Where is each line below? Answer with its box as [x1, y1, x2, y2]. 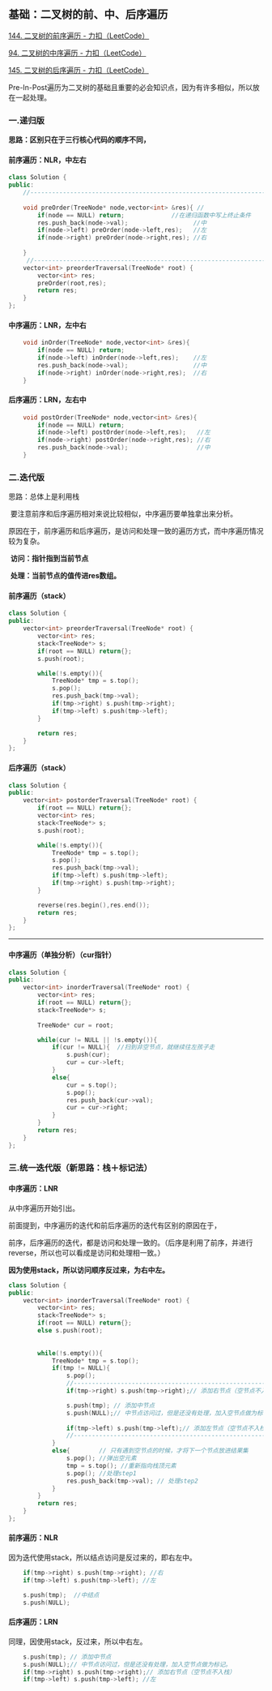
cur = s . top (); [66, 1081, 117, 1089]
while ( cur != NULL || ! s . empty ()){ [37, 1036, 158, 1044]
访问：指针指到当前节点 [10, 554, 89, 564]
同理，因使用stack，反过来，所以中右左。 [8, 1637, 147, 1646]
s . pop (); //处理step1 [66, 1469, 137, 1478]
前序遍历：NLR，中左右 [8, 155, 87, 165]
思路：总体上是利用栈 [8, 491, 79, 501]
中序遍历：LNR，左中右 [8, 320, 87, 330]
